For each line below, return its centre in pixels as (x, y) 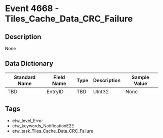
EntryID (55, 91)
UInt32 (101, 91)
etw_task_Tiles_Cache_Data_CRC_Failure (53, 131)
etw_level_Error (27, 121)
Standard (25, 77)
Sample (140, 77)
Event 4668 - (32, 9)
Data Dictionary (29, 64)
